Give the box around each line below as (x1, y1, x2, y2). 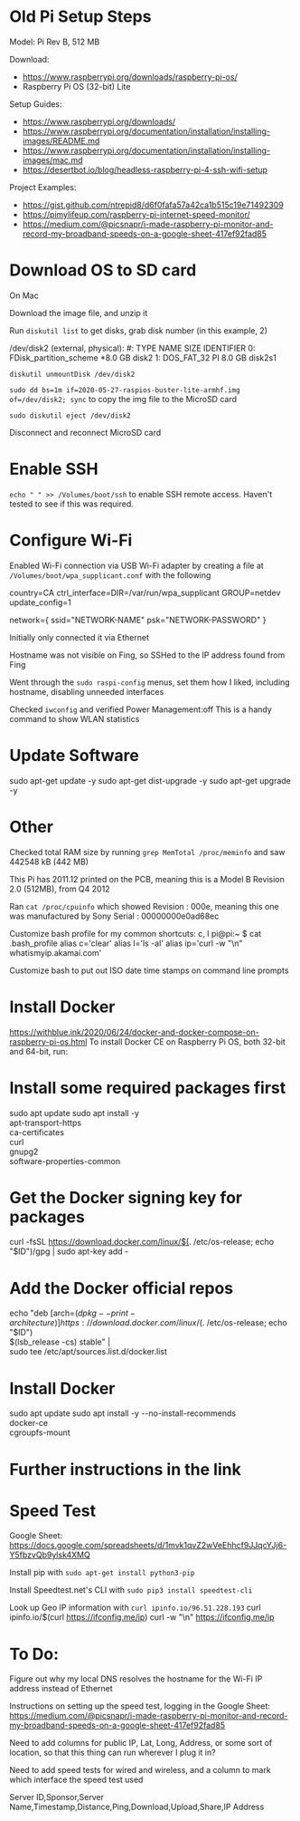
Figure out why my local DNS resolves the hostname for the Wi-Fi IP (9, 1673, 263, 1684)
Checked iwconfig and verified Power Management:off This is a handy (9, 704, 273, 715)
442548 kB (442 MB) (9, 856, 89, 867)
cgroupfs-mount (9, 1427, 70, 1438)
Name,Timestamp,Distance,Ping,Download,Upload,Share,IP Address (9, 1801, 265, 1813)
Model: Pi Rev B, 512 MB (9, 36, 100, 47)
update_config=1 (9, 596, 72, 608)
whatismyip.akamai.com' (9, 947, 102, 958)
